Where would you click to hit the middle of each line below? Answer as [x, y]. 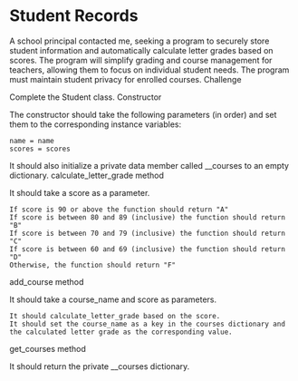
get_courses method [48, 348]
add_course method [47, 281]
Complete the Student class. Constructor [86, 97]
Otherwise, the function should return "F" [93, 265]
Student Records [74, 16]
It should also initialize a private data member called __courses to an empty [149, 165]
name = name [32, 141]
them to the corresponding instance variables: [96, 124]
